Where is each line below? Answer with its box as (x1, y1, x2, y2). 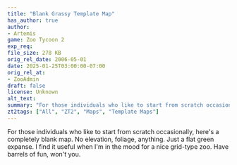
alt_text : (7, 95, 37, 103)
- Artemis (7, 29, 37, 37)
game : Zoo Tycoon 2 (7, 37, 65, 44)
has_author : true (7, 17, 59, 24)
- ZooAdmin (7, 75, 39, 83)
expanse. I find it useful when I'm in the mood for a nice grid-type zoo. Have (7, 142, 229, 151)
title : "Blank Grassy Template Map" (7, 10, 115, 18)
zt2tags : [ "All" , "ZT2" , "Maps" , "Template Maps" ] (7, 108, 159, 115)
